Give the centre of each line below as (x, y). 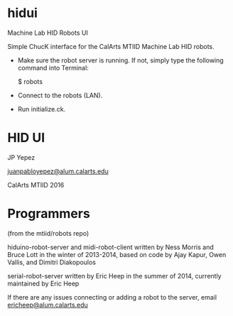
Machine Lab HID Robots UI (48, 33)
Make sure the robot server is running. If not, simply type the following (120, 60)
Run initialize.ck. (42, 109)
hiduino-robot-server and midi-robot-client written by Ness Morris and (111, 247)
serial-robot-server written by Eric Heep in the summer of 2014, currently (114, 276)
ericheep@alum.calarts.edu (48, 305)
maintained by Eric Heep (43, 283)
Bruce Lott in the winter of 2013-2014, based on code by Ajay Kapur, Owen (117, 254)
